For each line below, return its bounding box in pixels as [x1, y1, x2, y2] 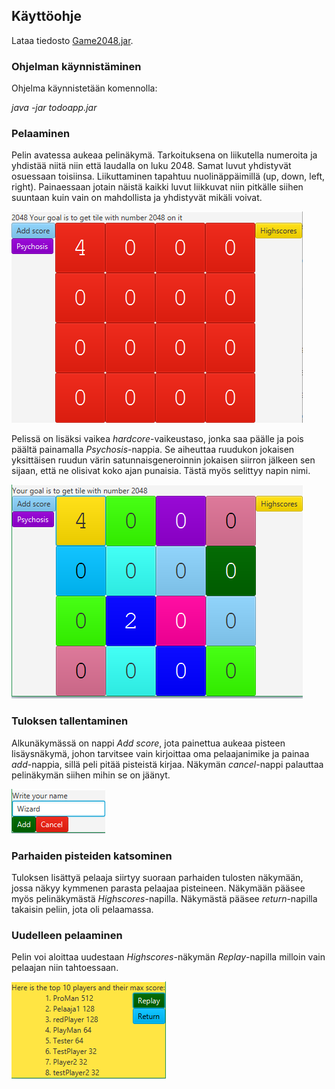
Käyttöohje [11, 8, 82, 25]
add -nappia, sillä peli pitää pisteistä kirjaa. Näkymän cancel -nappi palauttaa [11, 758, 324, 770]
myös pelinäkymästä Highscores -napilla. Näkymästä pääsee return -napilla [11, 893, 318, 904]
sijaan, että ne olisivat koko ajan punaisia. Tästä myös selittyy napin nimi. [11, 465, 311, 477]
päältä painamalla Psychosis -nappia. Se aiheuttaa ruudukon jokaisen [11, 444, 295, 456]
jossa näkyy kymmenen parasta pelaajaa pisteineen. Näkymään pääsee [11, 882, 306, 894]
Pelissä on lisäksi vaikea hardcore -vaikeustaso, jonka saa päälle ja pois [11, 433, 304, 445]
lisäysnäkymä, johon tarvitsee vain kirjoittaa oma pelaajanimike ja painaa [11, 747, 310, 759]
